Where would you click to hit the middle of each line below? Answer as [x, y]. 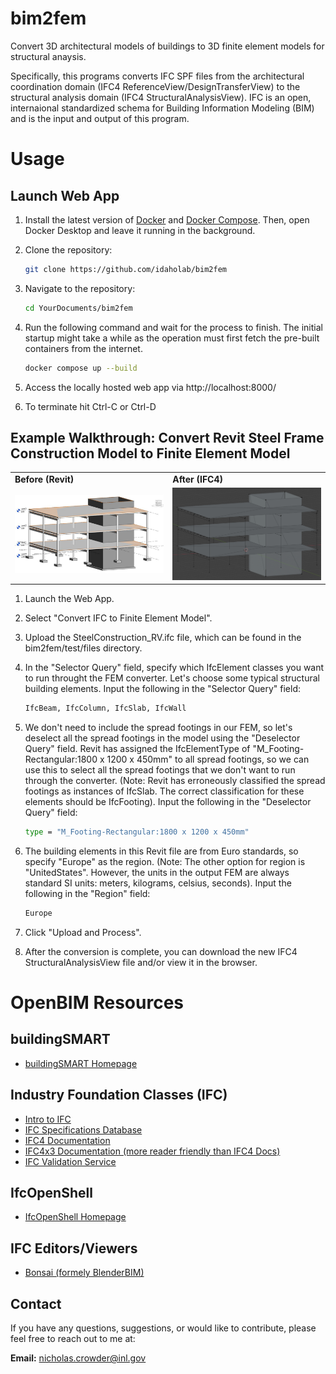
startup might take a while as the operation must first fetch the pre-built [172, 338]
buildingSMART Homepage [81, 1063]
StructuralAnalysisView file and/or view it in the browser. [141, 962]
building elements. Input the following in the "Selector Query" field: [163, 689]
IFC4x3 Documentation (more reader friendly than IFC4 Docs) [152, 1151]
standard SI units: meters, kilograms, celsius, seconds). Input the [158, 883]
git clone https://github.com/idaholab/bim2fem [125, 269]
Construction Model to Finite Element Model [150, 453]
